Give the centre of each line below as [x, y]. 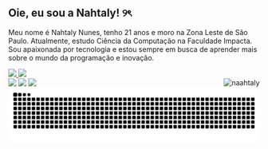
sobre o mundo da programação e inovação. [81, 57]
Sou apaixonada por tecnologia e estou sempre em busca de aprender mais [133, 49]
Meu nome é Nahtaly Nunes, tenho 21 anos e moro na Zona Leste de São [128, 32]
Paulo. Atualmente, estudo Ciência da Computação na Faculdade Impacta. [130, 41]
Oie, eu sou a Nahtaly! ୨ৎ [70, 13]
